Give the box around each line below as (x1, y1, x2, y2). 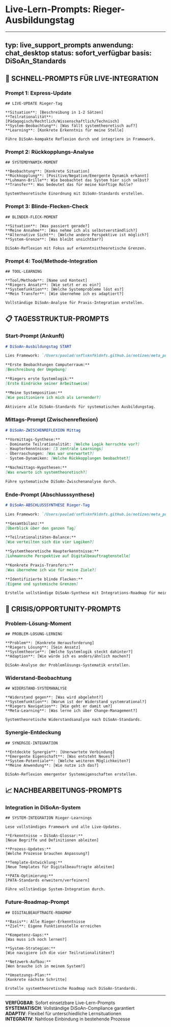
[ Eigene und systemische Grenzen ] (5, 581, 79, 587)
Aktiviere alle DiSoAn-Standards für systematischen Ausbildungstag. (5, 404, 156, 409)
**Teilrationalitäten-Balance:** (5, 535, 76, 540)
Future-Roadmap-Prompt (5, 899, 70, 906)
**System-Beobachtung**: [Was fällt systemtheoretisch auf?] (5, 123, 138, 128)
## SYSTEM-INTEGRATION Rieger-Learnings (5, 816, 93, 821)
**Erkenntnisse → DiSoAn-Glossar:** (5, 834, 83, 839)
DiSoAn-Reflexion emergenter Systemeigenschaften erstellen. (5, 771, 138, 777)
